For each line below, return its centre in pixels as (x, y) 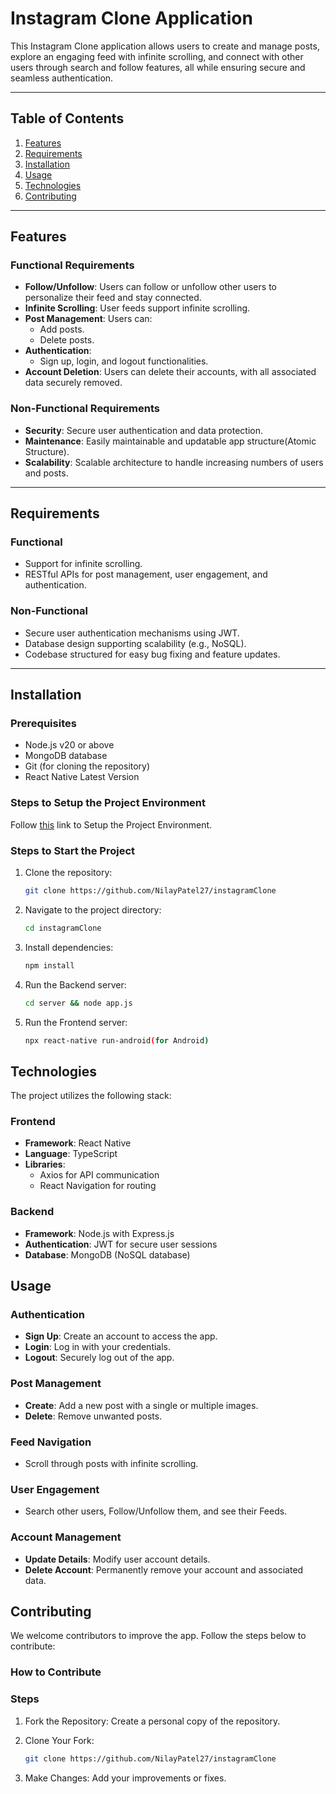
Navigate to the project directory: (93, 909)
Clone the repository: (68, 872)
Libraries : (45, 1164)
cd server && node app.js (78, 1003)
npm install (49, 965)
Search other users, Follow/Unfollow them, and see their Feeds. (156, 1511)
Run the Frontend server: (76, 1022)
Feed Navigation (51, 1442)
